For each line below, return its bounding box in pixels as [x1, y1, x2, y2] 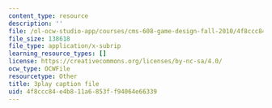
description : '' [8, 19, 63, 28]
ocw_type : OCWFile [8, 65, 70, 73]
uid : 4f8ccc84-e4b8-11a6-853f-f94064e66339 [8, 87, 158, 96]
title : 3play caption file [8, 80, 100, 88]
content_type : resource [8, 11, 89, 20]
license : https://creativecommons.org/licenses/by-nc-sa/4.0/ [8, 58, 223, 66]
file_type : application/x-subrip [8, 42, 121, 50]
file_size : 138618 [8, 34, 70, 43]
